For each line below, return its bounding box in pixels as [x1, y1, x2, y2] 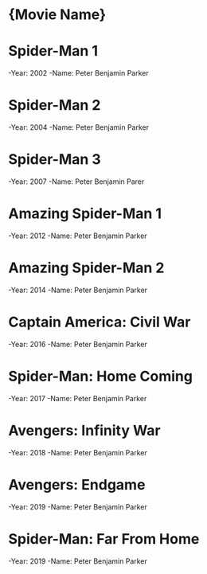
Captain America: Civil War [8, 313, 191, 331]
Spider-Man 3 [8, 150, 101, 169]
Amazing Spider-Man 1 [8, 205, 162, 223]
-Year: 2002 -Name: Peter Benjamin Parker [8, 68, 149, 78]
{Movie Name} [8, 6, 107, 24]
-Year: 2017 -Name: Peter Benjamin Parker [8, 393, 147, 403]
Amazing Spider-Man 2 [8, 259, 165, 277]
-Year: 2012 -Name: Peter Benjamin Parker [8, 231, 147, 240]
